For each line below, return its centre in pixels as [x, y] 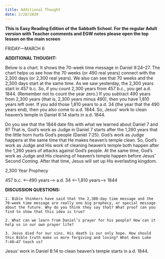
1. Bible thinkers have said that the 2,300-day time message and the [79, 199]
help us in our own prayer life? [40, 224]
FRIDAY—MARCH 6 [25, 48]
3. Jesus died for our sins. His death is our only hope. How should [78, 233]
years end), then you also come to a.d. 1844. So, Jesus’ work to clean [76, 110]
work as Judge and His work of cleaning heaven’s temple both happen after [82, 145]
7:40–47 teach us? [24, 242]
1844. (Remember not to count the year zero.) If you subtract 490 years [78, 94]
